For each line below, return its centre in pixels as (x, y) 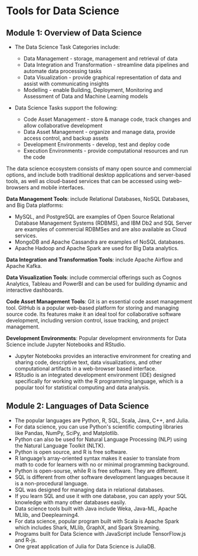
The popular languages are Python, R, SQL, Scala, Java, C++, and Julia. (102, 420)
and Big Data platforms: (35, 205)
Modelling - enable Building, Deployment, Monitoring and (93, 90)
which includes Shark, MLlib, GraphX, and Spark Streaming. (87, 527)
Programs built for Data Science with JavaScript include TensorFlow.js (100, 533)
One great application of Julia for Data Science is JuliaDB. (85, 546)
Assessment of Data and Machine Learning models (86, 96)
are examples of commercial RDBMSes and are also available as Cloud (101, 229)
